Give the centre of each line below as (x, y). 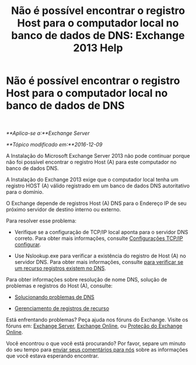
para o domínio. (25, 192)
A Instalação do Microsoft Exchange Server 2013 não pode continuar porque (98, 155)
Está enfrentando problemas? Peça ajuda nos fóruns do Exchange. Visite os (97, 319)
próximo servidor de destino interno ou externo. (64, 209)
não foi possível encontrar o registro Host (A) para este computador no (91, 162)
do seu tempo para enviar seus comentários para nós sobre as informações (97, 349)
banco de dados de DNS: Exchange (98, 36)
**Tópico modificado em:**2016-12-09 (54, 144)
